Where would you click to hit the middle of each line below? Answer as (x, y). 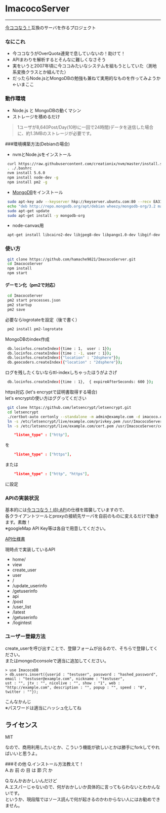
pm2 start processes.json (34, 301)
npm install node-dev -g (33, 178)
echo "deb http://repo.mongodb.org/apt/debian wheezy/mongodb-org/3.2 (81, 206)
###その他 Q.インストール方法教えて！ (44, 764)
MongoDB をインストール (38, 192)
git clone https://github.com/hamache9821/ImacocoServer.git (71, 259)
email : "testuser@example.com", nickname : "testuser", (65, 679)
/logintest (22, 623)
